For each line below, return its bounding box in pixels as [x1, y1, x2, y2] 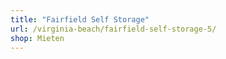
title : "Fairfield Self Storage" [10, 14, 150, 25]
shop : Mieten [10, 33, 65, 43]
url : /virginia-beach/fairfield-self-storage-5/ [10, 24, 217, 34]
